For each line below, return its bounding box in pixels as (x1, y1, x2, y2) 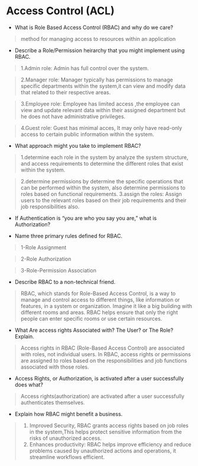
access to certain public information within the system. (20, 131, 155, 138)
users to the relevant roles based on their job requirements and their (20, 196, 187, 204)
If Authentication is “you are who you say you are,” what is (14, 214, 157, 221)
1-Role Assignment (20, 243, 67, 251)
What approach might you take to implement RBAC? (14, 142, 141, 149)
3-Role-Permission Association (20, 267, 96, 274)
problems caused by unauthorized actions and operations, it (29, 447, 176, 454)
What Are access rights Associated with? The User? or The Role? (14, 326, 173, 334)
